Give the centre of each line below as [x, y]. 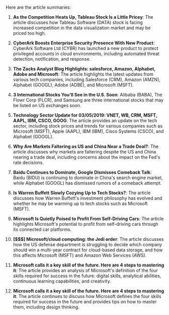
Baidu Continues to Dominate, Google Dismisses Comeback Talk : [82, 172]
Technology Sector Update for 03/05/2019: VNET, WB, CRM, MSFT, [85, 115]
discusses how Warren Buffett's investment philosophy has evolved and [88, 198]
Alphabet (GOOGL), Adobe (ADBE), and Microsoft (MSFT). [73, 85]
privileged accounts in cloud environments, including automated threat [86, 54]
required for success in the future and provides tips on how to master [85, 302]
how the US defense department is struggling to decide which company [88, 245]
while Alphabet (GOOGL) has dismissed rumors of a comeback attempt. [87, 183]
